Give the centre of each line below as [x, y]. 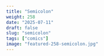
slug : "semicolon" [28, 33]
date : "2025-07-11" [30, 22]
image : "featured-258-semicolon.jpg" [52, 44]
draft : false [22, 28]
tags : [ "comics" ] [27, 38]
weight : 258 [21, 17]
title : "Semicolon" [30, 11]
